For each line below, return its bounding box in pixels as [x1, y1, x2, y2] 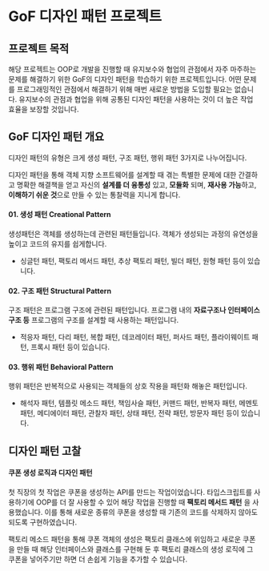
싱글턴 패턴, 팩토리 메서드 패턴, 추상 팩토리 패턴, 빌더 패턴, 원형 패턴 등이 [19, 256, 246, 266]
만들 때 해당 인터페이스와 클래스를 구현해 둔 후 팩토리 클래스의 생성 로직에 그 [16, 545, 254, 554]
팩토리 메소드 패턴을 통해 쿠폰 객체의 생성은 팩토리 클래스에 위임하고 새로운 [8, 534, 242, 545]
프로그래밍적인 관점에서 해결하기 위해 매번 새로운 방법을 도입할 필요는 [16, 85, 233, 94]
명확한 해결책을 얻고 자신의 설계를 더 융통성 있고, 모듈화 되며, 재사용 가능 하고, [16, 179, 257, 189]
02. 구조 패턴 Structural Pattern [8, 286, 112, 296]
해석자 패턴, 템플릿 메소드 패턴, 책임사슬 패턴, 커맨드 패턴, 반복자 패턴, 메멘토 [19, 398, 259, 408]
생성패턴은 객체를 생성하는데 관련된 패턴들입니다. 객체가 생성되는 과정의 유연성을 [8, 229, 259, 239]
